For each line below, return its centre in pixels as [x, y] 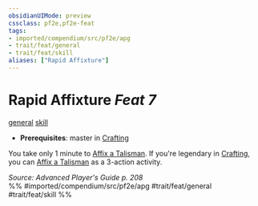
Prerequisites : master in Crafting [75, 138]
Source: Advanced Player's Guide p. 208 [76, 177]
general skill [28, 122]
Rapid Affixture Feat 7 [82, 100]
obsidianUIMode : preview [50, 16]
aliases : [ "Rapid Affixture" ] [59, 61]
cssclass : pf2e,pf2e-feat [51, 23]
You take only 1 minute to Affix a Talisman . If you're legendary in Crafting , [129, 153]
